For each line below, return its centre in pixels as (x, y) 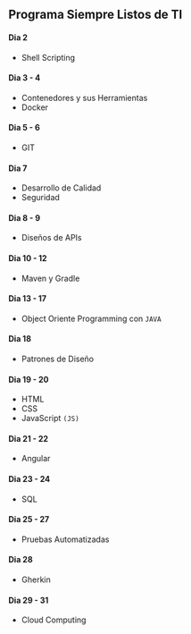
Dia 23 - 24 (29, 479)
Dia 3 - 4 (25, 78)
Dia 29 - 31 (29, 600)
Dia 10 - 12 (28, 258)
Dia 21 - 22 (29, 438)
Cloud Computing (54, 620)
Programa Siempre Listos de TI (95, 15)
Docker (35, 107)
